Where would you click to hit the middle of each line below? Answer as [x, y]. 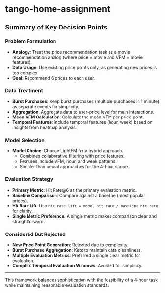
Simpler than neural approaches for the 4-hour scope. [74, 167]
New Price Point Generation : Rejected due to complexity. [70, 245]
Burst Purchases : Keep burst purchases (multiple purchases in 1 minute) [86, 101]
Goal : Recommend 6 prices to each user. [54, 78]
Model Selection [25, 140]
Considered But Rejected [36, 234]
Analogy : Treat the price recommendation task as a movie [71, 52]
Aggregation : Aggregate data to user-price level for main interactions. [83, 112]
